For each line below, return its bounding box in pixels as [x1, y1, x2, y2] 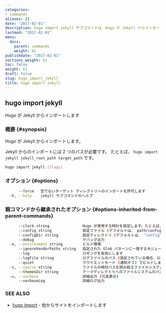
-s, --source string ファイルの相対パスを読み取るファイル [9, 265, 149, 270]
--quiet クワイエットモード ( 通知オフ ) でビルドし [18, 260, 158, 265]
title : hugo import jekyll [5, 80, 61, 85]
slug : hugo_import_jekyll [5, 76, 58, 81]
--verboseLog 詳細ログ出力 [18, 278, 105, 283]
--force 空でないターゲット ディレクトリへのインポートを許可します [18, 188, 146, 194]
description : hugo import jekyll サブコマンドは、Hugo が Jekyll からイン [5, 26, 153, 31]
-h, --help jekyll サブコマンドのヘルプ [9, 193, 93, 198]
